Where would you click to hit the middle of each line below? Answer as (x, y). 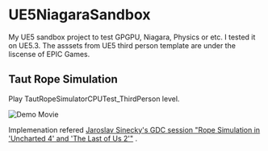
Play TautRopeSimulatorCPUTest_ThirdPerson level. (94, 99)
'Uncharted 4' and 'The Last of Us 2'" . (73, 138)
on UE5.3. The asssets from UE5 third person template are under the (122, 45)
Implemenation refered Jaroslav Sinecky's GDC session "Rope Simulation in (134, 129)
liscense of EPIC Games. (49, 54)
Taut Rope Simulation (63, 79)
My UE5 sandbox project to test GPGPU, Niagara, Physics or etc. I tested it (132, 37)
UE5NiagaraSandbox (80, 15)
